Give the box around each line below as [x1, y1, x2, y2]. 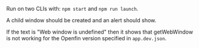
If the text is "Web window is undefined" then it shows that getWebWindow [6, 28, 194, 35]
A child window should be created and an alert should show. [6, 17, 157, 23]
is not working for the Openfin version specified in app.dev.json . [6, 35, 167, 41]
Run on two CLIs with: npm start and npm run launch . [6, 5, 139, 12]
